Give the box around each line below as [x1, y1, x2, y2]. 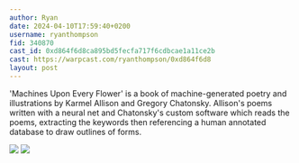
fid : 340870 [9, 38, 54, 48]
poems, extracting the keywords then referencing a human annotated [9, 116, 267, 127]
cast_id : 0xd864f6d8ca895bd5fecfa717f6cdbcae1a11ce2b [9, 47, 216, 56]
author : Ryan [9, 13, 59, 23]
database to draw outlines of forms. [9, 126, 142, 137]
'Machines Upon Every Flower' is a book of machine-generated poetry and [9, 87, 287, 99]
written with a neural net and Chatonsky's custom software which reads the [9, 107, 290, 118]
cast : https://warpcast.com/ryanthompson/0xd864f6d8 [9, 55, 212, 64]
